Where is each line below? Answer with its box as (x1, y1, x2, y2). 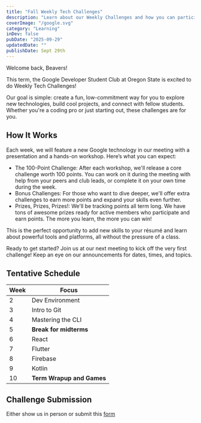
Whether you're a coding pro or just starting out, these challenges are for (6, 106, 187, 114)
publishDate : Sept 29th (6, 48, 66, 54)
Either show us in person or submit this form (6, 410, 115, 418)
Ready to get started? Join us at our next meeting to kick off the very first (6, 244, 187, 252)
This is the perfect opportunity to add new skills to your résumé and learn (6, 226, 187, 234)
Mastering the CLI (32, 316, 82, 324)
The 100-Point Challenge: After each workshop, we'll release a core (14, 164, 182, 171)
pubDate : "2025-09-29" (6, 37, 63, 43)
